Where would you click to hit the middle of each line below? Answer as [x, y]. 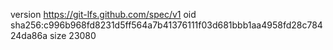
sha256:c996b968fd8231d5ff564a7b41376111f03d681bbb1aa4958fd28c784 [166, 25]
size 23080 [73, 35]
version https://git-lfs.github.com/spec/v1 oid [103, 14]
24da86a [29, 35]
